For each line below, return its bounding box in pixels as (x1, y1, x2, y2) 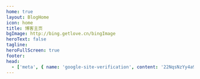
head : (6, 58, 20, 64)
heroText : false (6, 36, 46, 42)
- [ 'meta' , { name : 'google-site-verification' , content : (11, 64, 159, 70)
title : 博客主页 (6, 25, 43, 31)
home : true (6, 8, 33, 15)
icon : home (6, 20, 33, 26)
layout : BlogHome (6, 14, 49, 20)
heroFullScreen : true (6, 48, 60, 53)
